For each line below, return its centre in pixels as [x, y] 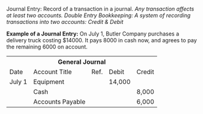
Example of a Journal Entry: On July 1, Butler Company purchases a [93, 34]
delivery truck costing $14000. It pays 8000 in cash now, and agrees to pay [102, 40]
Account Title [53, 72]
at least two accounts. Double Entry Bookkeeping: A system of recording [99, 15]
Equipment [49, 82]
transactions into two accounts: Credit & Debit [65, 22]
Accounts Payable [59, 102]
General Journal [82, 62]
